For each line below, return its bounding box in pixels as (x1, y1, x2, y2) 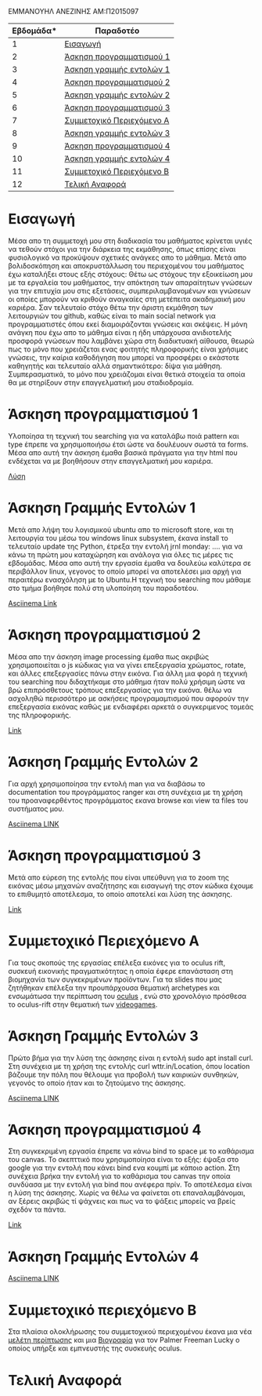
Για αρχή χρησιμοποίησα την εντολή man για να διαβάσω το (8, 778, 206, 788)
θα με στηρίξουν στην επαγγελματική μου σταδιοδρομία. (8, 377, 194, 387)
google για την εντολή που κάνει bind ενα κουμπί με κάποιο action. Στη (8, 1163, 240, 1172)
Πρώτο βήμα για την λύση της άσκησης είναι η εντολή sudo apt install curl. (8, 1053, 253, 1062)
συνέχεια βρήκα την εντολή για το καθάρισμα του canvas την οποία (8, 1172, 231, 1181)
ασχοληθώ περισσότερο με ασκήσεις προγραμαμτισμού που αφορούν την (8, 694, 249, 703)
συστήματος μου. (8, 804, 65, 813)
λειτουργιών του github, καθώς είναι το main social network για (8, 311, 217, 320)
